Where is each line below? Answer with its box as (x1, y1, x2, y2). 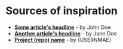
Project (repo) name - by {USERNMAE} (14, 36, 112, 43)
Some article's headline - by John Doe (14, 24, 111, 31)
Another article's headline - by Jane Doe (14, 30, 117, 37)
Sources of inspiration (5, 4, 118, 18)
